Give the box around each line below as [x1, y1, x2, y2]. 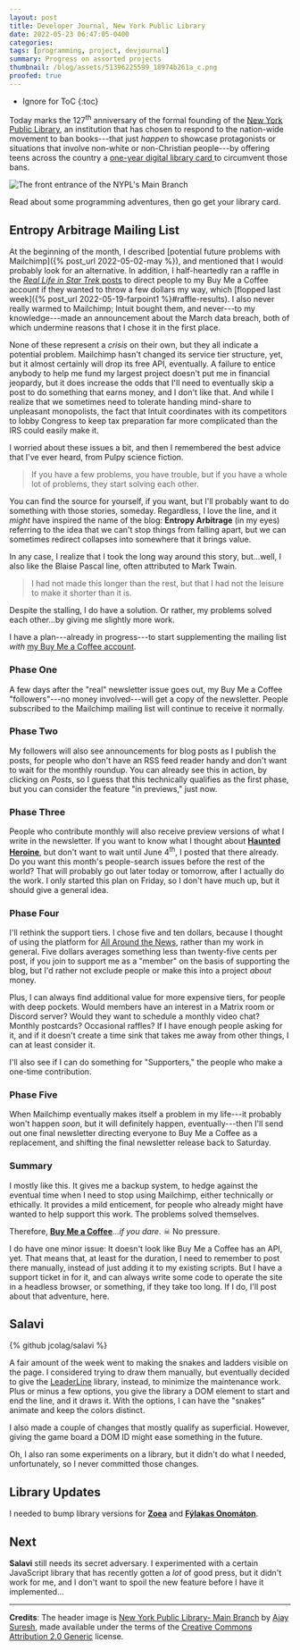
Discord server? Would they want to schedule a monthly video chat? [9, 1011, 261, 1022]
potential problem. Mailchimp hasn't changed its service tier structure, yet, [9, 349, 284, 360]
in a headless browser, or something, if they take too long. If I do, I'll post [9, 1281, 277, 1292]
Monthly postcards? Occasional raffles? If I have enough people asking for [9, 1021, 283, 1031]
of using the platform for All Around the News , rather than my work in [9, 937, 263, 947]
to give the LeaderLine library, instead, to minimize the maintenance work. [9, 1376, 281, 1387]
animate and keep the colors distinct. [9, 1405, 146, 1416]
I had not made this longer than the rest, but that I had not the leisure [30, 578, 284, 589]
